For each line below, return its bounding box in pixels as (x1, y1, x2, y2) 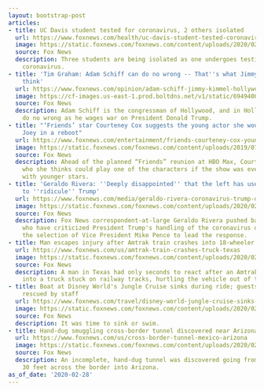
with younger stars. (22, 173, 90, 181)
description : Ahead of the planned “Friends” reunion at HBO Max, (15, 158, 237, 166)
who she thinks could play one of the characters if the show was (22, 166, 244, 173)
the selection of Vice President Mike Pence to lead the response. (22, 232, 247, 240)
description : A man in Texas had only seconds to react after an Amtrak (15, 268, 258, 276)
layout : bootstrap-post (8, 11, 86, 20)
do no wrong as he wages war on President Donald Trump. (22, 114, 213, 122)
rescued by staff (22, 290, 79, 298)
